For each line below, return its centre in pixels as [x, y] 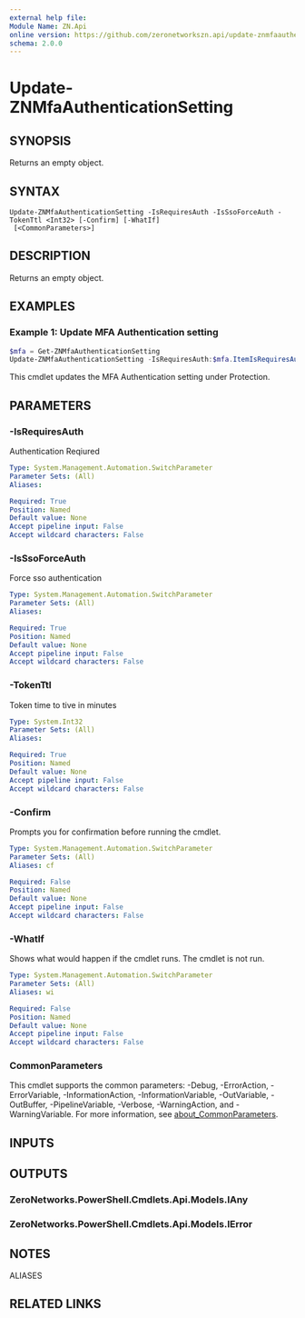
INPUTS [32, 1143]
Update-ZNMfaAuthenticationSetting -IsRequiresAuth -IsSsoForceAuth [142, 213]
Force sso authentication [56, 578]
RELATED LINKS [55, 1304]
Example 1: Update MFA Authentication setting [114, 333]
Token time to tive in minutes [63, 704]
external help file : [49, 18]
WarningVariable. [42, 1114]
